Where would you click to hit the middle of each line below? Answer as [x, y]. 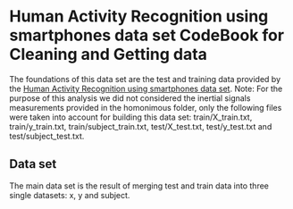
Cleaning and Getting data [109, 54]
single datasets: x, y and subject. [70, 195]
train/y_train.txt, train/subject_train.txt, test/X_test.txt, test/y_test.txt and [141, 126]
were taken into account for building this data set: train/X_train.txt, [131, 117]
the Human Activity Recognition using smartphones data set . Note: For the [146, 88]
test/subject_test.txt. [47, 136]
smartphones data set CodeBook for [146, 35]
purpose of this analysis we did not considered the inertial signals [130, 98]
